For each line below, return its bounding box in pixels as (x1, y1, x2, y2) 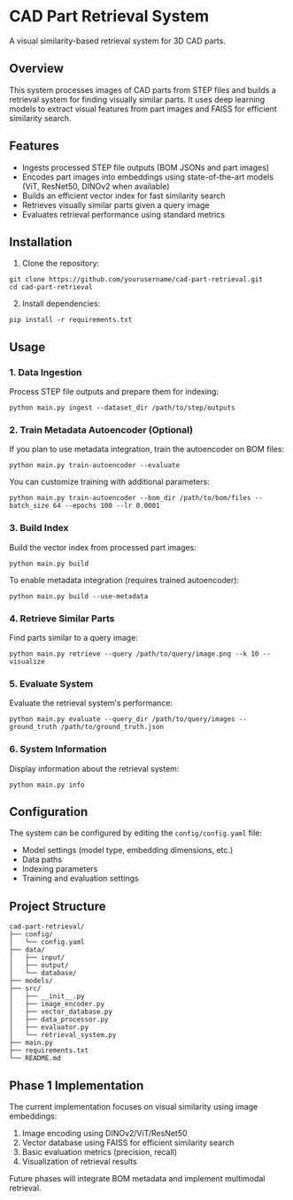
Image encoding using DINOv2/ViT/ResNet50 (21, 1127, 188, 1138)
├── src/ (9, 984, 42, 993)
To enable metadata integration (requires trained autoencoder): (9, 574, 240, 585)
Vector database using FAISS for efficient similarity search (21, 1137, 235, 1148)
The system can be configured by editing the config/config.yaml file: (9, 827, 263, 838)
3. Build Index (9, 522, 69, 535)
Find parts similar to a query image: (9, 632, 139, 642)
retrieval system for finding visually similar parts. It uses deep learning (9, 94, 266, 104)
